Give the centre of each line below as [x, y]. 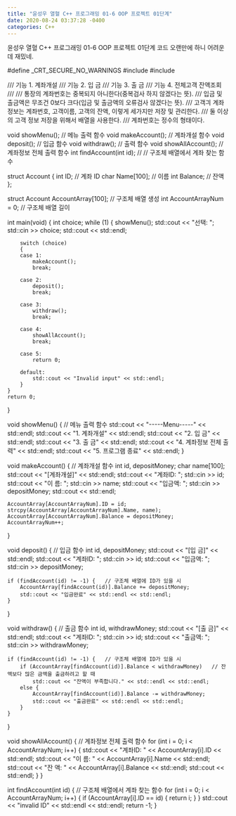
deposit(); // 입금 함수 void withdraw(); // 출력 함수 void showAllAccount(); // [115, 144]
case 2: [31, 280]
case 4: [31, 330]
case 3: [31, 305]
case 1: [31, 256]
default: [33, 373]
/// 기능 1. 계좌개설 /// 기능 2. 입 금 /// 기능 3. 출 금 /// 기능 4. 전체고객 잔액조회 [114, 85]
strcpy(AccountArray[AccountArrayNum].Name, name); [84, 510]
